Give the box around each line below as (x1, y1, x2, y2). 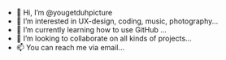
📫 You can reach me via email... (15, 43, 125, 52)
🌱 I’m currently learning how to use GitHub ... (15, 25, 167, 34)
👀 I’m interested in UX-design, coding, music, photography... (15, 16, 219, 26)
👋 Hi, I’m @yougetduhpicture (15, 8, 113, 17)
